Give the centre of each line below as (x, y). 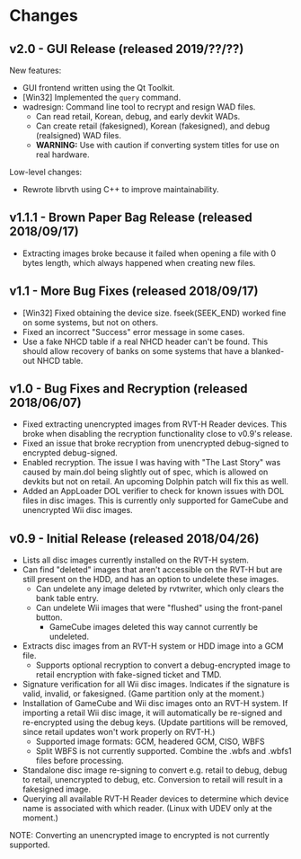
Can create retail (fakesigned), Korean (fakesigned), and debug (153, 126)
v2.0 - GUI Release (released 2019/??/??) (127, 49)
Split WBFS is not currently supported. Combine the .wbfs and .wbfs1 (164, 751)
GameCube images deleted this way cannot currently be (154, 627)
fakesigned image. (57, 789)
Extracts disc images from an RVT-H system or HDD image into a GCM (153, 646)
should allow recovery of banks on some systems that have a (136, 350)
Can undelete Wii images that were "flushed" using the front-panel (159, 608)
